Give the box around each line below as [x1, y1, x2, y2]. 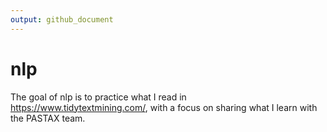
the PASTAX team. [10, 112, 86, 124]
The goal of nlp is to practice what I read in [10, 91, 187, 103]
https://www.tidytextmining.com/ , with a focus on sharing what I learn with [10, 101, 318, 113]
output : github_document [10, 14, 114, 25]
